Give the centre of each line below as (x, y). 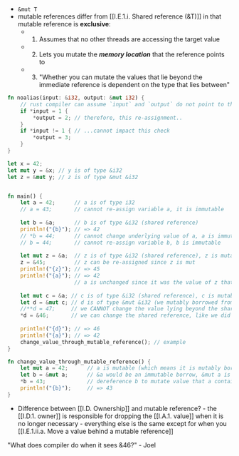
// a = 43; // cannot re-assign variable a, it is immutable (122, 209)
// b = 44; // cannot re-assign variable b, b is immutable (121, 243)
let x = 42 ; (25, 163)
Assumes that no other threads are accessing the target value (129, 39)
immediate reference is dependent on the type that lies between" (134, 85)
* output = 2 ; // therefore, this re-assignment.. (108, 118)
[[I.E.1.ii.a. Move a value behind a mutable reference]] (96, 431)
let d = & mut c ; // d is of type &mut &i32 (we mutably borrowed (119, 302)
